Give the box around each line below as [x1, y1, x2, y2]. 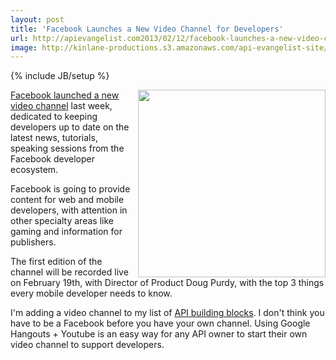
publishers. [10, 236, 57, 248]
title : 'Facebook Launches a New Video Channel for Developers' [10, 24, 284, 34]
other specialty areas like [10, 215, 114, 227]
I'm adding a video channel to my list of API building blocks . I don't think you [10, 307, 325, 319]
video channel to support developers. [10, 339, 165, 351]
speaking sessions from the [10, 142, 125, 155]
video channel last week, [10, 100, 113, 112]
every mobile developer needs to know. [10, 287, 173, 300]
